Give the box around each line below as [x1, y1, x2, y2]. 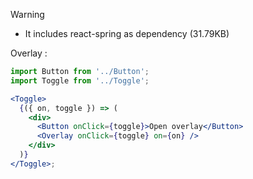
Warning [10, 9, 45, 20]
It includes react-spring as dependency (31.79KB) [24, 28, 230, 39]
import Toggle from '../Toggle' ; [10, 75, 150, 86]
